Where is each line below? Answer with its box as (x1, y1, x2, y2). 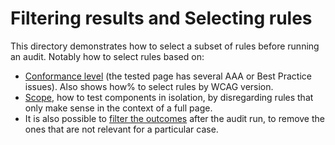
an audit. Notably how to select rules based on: (10, 50, 205, 62)
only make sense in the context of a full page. (24, 102, 213, 114)
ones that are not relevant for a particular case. (24, 123, 219, 135)
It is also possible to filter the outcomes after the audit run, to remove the (24, 112, 325, 124)
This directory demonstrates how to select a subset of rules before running (10, 40, 320, 52)
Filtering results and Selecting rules (10, 7, 313, 30)
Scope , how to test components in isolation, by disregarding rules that (24, 91, 314, 103)
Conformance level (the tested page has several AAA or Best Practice (24, 70, 312, 82)
